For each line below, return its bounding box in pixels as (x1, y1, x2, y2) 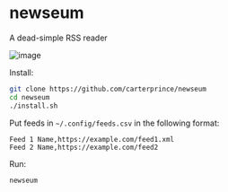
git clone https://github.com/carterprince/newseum (9, 84, 206, 93)
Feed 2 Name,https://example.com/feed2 (9, 143, 159, 152)
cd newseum (9, 92, 50, 101)
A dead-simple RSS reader (9, 32, 108, 43)
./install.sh (9, 101, 58, 110)
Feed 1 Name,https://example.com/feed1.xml (9, 135, 175, 144)
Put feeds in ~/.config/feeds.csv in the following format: (9, 118, 220, 128)
